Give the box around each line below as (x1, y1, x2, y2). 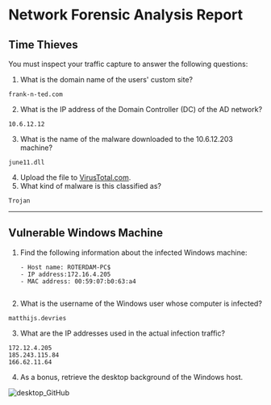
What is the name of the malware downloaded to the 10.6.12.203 (19, 135, 234, 144)
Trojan (8, 197, 31, 205)
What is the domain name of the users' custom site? (19, 75, 194, 84)
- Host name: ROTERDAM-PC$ (19, 263, 111, 271)
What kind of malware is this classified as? (19, 182, 161, 190)
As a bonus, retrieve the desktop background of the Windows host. (19, 372, 244, 382)
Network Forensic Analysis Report (8, 6, 244, 24)
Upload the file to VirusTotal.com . (19, 173, 131, 182)
